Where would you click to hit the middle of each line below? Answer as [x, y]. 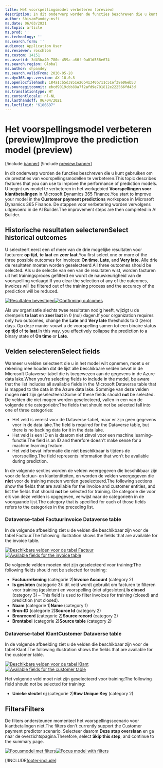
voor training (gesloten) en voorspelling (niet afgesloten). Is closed [78, 589]
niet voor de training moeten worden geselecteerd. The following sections [79, 481]
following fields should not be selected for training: [56, 570]
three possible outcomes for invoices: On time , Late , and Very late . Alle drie [81, 260]
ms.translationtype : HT [29, 91]
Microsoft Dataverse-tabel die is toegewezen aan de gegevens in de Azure [80, 373]
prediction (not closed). [36, 600]
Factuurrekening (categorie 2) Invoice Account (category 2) [73, 579]
